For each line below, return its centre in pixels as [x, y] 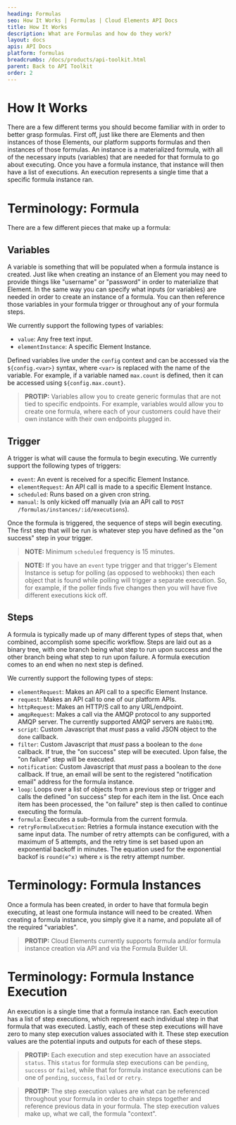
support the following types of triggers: [64, 466]
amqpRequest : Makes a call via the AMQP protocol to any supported [114, 714]
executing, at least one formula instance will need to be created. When [110, 912]
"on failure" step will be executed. [67, 759]
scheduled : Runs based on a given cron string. [84, 494]
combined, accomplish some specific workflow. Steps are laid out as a [109, 642]
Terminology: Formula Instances [104, 885]
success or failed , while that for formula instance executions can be [123, 1070]
